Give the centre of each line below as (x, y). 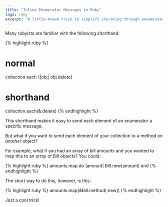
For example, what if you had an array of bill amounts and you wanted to (80, 151)
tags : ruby (16, 14)
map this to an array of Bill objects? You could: (53, 156)
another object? (21, 141)
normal (20, 63)
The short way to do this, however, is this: (48, 181)
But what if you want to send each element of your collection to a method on (84, 136)
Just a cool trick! (22, 200)
